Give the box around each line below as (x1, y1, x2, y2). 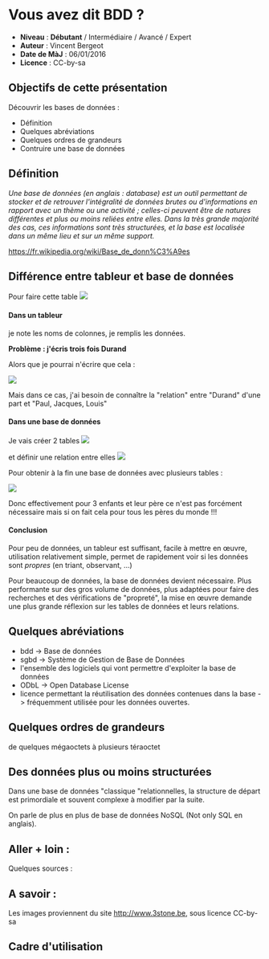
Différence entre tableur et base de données (8, 269, 234, 283)
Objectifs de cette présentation (8, 81, 168, 95)
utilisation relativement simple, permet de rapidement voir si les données (8, 552, 249, 561)
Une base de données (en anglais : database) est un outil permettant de (8, 188, 247, 198)
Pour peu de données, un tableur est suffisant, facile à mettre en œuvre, (8, 543, 247, 553)
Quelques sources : (8, 863, 73, 873)
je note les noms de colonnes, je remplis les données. (8, 328, 186, 338)
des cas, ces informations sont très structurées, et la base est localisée (8, 222, 245, 232)
